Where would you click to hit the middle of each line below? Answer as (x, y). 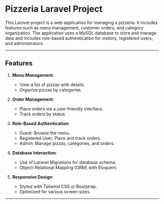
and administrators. (25, 43)
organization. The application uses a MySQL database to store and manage (81, 33)
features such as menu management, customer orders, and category (74, 27)
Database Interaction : (35, 153)
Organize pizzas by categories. (51, 90)
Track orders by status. (43, 114)
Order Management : (33, 99)
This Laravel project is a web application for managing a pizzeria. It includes (81, 23)
